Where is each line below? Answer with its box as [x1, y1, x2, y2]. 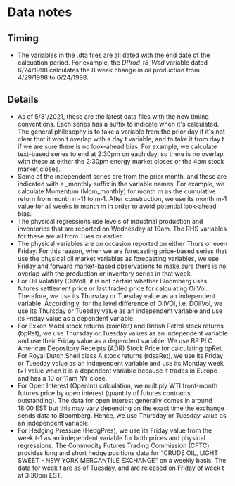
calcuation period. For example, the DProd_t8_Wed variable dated [17, 58, 208, 67]
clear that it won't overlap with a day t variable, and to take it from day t [17, 134, 224, 143]
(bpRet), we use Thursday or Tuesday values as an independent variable [17, 328, 228, 338]
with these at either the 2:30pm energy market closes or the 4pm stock [17, 157, 224, 165]
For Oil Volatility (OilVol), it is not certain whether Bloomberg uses [17, 276, 208, 285]
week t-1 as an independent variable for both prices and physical [17, 433, 206, 442]
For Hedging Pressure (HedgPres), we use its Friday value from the [17, 426, 212, 435]
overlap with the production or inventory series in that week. [17, 269, 193, 278]
